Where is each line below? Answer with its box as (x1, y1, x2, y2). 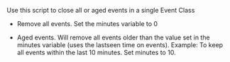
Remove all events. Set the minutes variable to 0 (16, 20, 158, 27)
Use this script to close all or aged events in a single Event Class (6, 6, 195, 14)
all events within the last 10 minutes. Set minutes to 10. (16, 49, 176, 56)
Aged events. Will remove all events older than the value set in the (16, 33, 210, 42)
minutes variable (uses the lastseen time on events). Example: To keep (16, 41, 224, 49)
